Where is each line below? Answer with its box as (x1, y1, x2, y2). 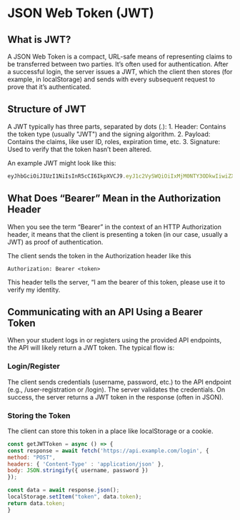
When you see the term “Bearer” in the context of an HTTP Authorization (7, 223, 221, 231)
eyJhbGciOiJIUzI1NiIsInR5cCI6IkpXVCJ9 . (7, 173, 126, 180)
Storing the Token (7, 410, 71, 420)
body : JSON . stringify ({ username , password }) (7, 467, 149, 474)
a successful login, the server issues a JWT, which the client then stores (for (7, 68, 233, 76)
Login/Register (7, 362, 61, 372)
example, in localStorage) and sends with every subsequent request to (7, 75, 216, 83)
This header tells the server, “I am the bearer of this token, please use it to (7, 277, 226, 286)
